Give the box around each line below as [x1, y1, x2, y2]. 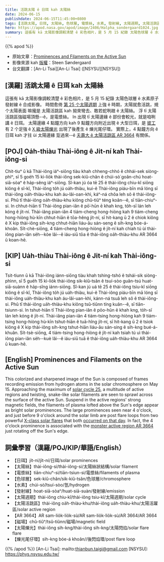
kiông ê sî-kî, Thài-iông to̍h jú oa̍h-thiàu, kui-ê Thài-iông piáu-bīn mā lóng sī [5, 185, 158, 191]
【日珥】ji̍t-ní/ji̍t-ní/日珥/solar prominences [12, 458, 98, 464]
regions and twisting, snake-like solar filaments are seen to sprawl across [5, 391, 153, 397]
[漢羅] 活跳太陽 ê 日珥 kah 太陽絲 [5, 81, 103, 90]
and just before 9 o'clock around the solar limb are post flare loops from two [5, 413, 159, 418]
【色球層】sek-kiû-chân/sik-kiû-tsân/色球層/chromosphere [12, 476, 131, 482]
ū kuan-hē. [5, 341, 27, 347]
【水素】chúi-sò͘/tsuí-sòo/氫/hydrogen [12, 482, 89, 488]
